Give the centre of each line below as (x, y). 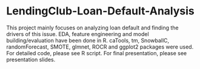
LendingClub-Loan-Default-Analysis (101, 11)
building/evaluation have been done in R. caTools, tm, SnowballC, (88, 40)
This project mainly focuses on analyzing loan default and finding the (92, 28)
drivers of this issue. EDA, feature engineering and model (78, 34)
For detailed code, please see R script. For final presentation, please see (97, 53)
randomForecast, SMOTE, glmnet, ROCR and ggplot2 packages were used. (100, 47)
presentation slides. (31, 59)
